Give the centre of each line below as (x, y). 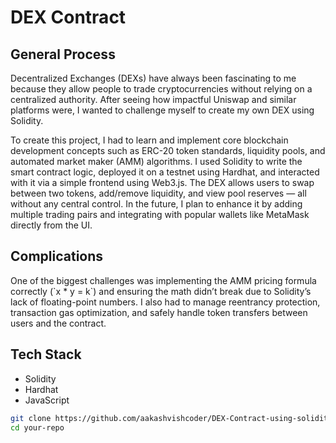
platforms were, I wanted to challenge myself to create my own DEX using (162, 110)
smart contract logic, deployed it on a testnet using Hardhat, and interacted (165, 172)
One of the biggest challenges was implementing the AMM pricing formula (163, 280)
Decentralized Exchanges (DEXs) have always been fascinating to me (153, 78)
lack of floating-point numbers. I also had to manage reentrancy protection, (165, 302)
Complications (57, 256)
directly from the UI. (51, 225)
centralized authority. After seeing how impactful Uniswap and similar (153, 99)
